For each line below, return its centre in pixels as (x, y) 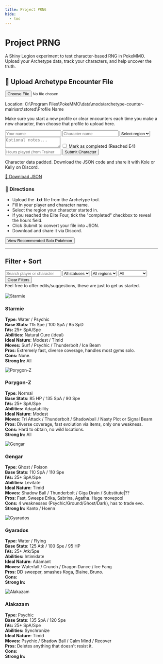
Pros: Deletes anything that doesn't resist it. (49, 646)
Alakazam (17, 604)
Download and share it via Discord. (47, 231)
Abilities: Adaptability (27, 408)
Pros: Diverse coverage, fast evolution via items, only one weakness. (74, 424)
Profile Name (51, 109)
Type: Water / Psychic (27, 319)
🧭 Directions (20, 189)
